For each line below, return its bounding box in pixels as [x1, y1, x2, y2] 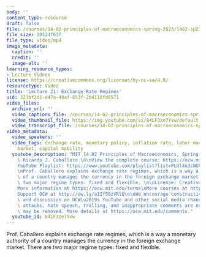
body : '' [6, 9, 29, 15]
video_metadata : [6, 128, 48, 135]
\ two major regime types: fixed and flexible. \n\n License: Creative [17, 180, 202, 186]
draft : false [6, 20, 40, 26]
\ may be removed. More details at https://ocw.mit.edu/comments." [17, 208, 193, 214]
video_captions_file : [12, 111, 67, 117]
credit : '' [12, 54, 40, 61]
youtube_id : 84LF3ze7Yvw [12, 214, 75, 220]
